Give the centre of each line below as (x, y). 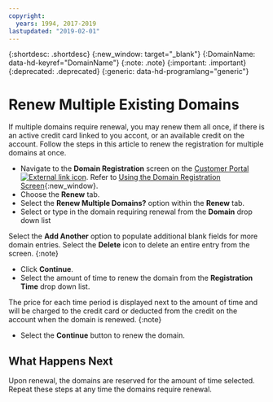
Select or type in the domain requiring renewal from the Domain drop (136, 212)
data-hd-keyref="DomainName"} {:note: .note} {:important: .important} (128, 63)
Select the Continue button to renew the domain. (103, 335)
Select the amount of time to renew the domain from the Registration (136, 278)
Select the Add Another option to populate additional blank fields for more (133, 236)
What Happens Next (61, 361)
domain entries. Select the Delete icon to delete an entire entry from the (129, 245)
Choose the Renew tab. (60, 194)
